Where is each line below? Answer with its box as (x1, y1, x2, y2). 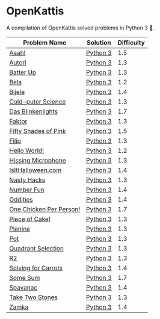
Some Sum (9, 273, 40, 282)
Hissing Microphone (9, 156, 66, 164)
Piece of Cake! (9, 215, 51, 223)
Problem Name (23, 38, 67, 46)
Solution (86, 38, 111, 46)
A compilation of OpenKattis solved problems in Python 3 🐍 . (6, 24, 155, 31)
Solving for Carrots (9, 264, 63, 272)
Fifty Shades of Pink (9, 126, 66, 135)
